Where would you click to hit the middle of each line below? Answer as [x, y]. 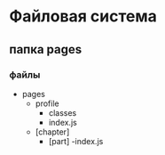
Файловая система [83, 16]
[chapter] [52, 132]
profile [47, 103]
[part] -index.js [76, 141]
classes [63, 112]
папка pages [46, 49]
